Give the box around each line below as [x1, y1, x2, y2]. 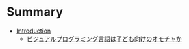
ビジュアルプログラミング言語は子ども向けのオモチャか [26, 35, 183, 43]
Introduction [16, 27, 51, 35]
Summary [6, 4, 63, 20]
